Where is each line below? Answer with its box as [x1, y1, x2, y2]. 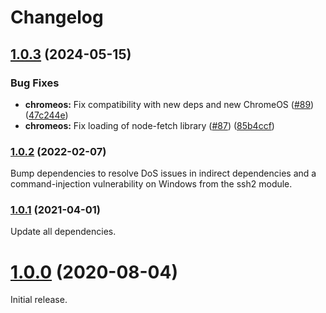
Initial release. [10, 294, 68, 306]
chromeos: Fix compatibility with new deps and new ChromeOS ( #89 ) [24, 98, 315, 110]
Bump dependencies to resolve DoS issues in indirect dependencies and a [10, 167, 317, 180]
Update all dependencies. [10, 226, 117, 238]
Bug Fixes [10, 76, 60, 90]
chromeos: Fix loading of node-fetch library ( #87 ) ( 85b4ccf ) [24, 119, 275, 131]
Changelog [10, 6, 104, 29]
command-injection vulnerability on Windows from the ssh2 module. [10, 178, 293, 190]
